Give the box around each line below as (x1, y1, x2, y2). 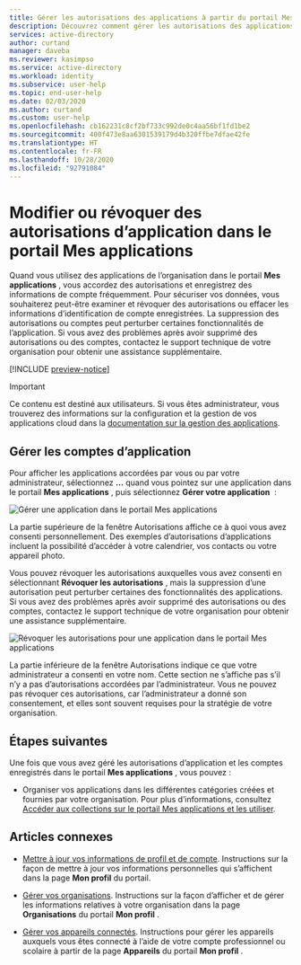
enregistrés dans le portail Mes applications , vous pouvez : (9, 766, 231, 777)
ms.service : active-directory (9, 64, 123, 73)
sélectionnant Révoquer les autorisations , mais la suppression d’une (9, 577, 266, 589)
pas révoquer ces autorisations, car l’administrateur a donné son (9, 688, 247, 699)
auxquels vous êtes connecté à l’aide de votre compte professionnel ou (21, 935, 286, 946)
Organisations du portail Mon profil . (21, 908, 159, 919)
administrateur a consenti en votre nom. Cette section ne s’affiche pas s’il (9, 669, 280, 680)
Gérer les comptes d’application (9, 444, 192, 459)
